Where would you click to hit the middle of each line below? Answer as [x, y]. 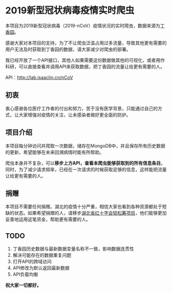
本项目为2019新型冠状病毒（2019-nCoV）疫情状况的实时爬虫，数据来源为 [83, 26]
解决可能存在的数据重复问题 [42, 255]
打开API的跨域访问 [32, 262]
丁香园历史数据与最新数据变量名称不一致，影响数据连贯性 [73, 249]
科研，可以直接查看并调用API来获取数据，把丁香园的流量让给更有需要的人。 [85, 66]
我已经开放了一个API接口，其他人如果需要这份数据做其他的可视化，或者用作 [85, 60]
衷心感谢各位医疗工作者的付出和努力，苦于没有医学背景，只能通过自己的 [81, 108]
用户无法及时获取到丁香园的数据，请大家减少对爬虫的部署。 [68, 49]
